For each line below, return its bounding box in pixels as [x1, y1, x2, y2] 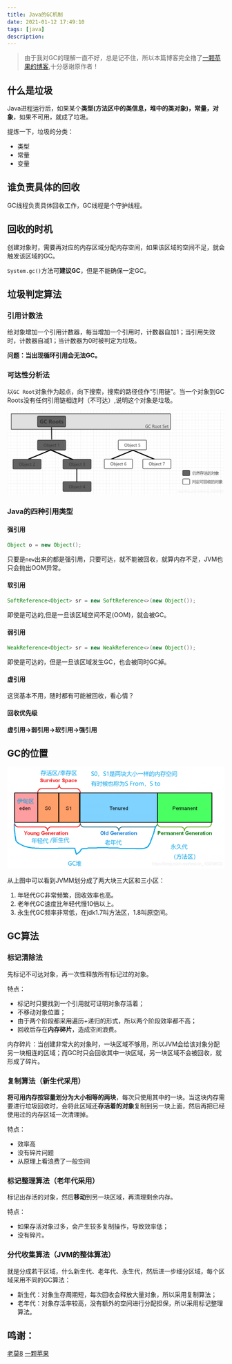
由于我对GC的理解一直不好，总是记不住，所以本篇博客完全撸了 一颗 [23, 54, 215, 62]
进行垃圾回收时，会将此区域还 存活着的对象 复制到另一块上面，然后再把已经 [12, 1101, 225, 1110]
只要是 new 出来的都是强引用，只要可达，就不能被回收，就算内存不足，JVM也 [7, 555, 223, 563]
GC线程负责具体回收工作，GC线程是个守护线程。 [7, 201, 146, 209]
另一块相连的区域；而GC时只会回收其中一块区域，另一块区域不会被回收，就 [7, 1048, 222, 1057]
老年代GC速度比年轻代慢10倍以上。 [17, 899, 117, 908]
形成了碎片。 [7, 1057, 43, 1065]
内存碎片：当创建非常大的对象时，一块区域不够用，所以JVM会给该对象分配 [7, 1040, 220, 1048]
